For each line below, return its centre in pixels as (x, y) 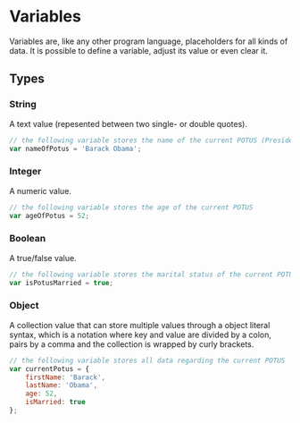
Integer (25, 172)
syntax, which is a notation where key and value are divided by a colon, (141, 334)
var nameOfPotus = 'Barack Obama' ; (75, 148)
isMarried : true (56, 402)
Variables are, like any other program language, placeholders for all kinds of (149, 41)
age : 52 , (42, 394)
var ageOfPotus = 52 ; (50, 216)
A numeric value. (40, 190)
